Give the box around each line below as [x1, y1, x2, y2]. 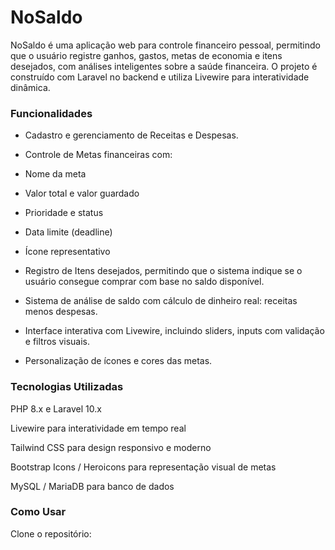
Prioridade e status [24, 207, 104, 219]
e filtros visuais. [24, 336, 91, 348]
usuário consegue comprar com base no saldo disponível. [24, 276, 265, 288]
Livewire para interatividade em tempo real [10, 422, 187, 434]
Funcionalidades [10, 106, 93, 120]
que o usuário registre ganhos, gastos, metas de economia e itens [10, 49, 283, 61]
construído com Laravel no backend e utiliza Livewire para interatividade [10, 71, 310, 83]
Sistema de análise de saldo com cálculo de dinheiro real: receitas [24, 295, 298, 307]
